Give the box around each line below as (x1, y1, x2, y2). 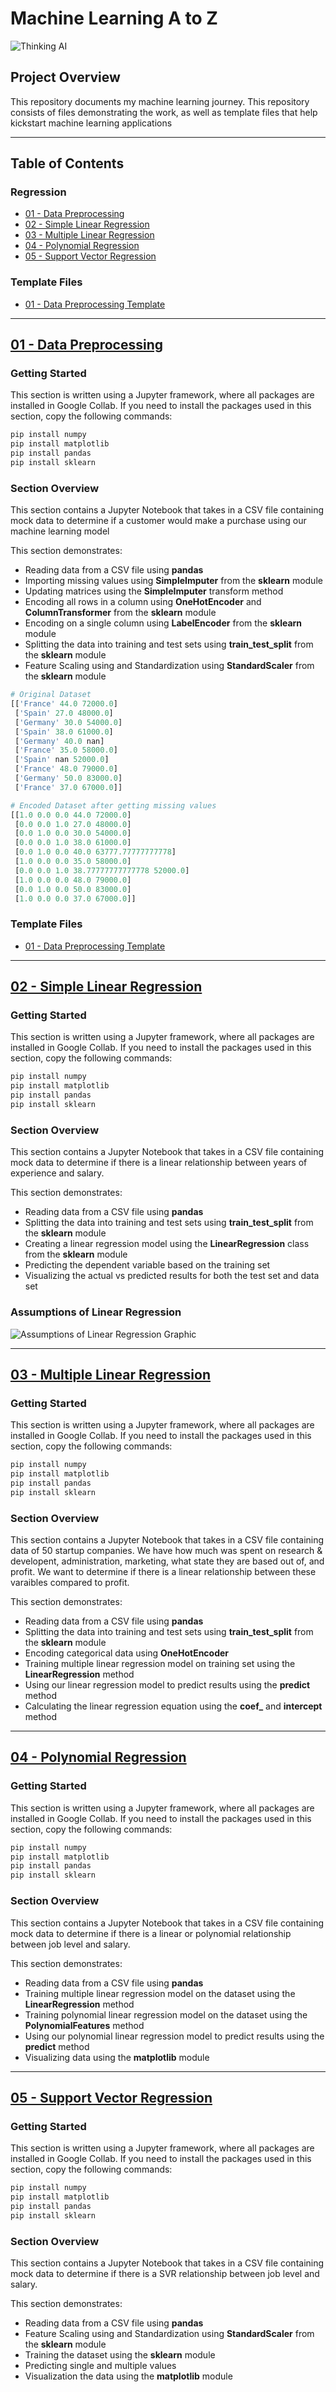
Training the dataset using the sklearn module (24, 2349, 216, 2361)
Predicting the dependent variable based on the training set (24, 1259, 271, 1271)
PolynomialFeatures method (24, 2019, 145, 2031)
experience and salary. (10, 1167, 105, 1179)
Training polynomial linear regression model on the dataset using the (24, 2008, 308, 2021)
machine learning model (10, 525, 110, 537)
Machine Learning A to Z (10, 7, 218, 30)
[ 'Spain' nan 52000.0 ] (14, 755, 110, 765)
